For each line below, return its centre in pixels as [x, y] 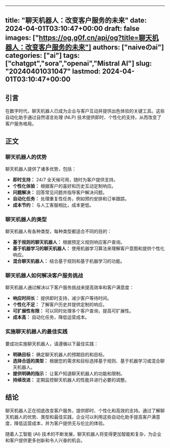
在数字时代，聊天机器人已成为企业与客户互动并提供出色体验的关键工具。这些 [85, 111]
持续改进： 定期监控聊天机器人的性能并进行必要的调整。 [71, 380]
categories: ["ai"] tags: [42, 55]
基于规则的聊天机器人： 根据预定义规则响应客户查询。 [69, 242]
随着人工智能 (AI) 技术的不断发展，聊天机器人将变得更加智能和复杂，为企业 [83, 434]
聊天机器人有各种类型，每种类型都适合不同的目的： [58, 232]
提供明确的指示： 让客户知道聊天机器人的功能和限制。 [69, 374]
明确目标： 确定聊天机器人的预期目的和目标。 [60, 354]
